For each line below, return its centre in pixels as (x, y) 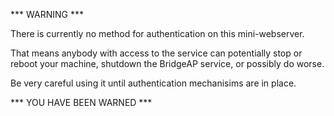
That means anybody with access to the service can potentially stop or (156, 53)
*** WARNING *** (47, 14)
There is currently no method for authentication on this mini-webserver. (157, 33)
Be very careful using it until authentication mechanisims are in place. (153, 83)
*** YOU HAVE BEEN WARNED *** (81, 102)
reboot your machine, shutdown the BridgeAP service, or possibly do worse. (167, 63)
